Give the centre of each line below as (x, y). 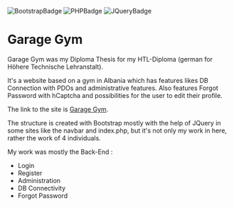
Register (30, 173)
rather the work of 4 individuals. (54, 138)
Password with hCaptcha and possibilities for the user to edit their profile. (115, 95)
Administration (39, 180)
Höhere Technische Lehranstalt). (55, 67)
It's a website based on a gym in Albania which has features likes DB (108, 80)
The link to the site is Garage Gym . (58, 109)
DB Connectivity (42, 188)
